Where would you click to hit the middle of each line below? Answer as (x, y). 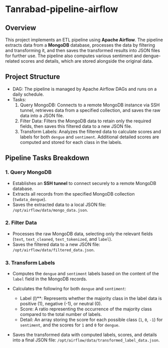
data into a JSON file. (42, 115)
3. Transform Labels (30, 263)
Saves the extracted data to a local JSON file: (59, 205)
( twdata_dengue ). (29, 199)
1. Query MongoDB (28, 172)
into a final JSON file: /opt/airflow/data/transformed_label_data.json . (86, 340)
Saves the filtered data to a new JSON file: (56, 244)
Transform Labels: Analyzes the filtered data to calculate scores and (91, 131)
